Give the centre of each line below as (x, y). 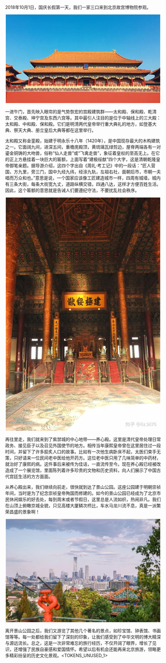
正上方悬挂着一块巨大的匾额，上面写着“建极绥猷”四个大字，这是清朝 (78, 159)
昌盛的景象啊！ (24, 511)
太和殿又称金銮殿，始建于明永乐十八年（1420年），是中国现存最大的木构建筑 (83, 141)
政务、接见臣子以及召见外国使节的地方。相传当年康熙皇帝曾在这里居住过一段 (83, 445)
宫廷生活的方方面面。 (31, 476)
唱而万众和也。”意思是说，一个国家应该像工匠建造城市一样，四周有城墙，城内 (83, 178)
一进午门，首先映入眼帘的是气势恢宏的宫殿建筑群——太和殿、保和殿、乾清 (81, 111)
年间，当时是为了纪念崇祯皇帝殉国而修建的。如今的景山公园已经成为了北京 (81, 493)
